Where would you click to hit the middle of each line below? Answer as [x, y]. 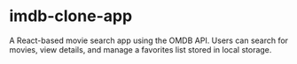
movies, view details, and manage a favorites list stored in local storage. [141, 49]
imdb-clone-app [71, 16]
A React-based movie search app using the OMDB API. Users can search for [149, 40]
